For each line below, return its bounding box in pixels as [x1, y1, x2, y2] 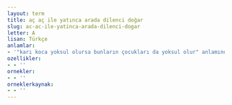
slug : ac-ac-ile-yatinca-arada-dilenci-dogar [7, 23, 140, 30]
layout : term [7, 10, 45, 17]
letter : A [7, 29, 36, 37]
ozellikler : [7, 55, 41, 62]
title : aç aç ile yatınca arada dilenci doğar [7, 17, 144, 23]
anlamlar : [7, 42, 36, 49]
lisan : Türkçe [7, 36, 48, 43]
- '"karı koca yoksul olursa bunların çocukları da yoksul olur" [7, 49, 199, 56]
